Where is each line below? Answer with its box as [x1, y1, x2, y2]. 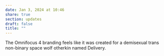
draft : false [5, 21, 33, 26]
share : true [5, 12, 30, 17]
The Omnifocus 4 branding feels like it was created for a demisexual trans [5, 39, 159, 45]
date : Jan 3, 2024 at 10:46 [5, 7, 65, 12]
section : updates [5, 16, 42, 21]
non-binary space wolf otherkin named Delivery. [5, 45, 106, 51]
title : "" [5, 26, 26, 31]
